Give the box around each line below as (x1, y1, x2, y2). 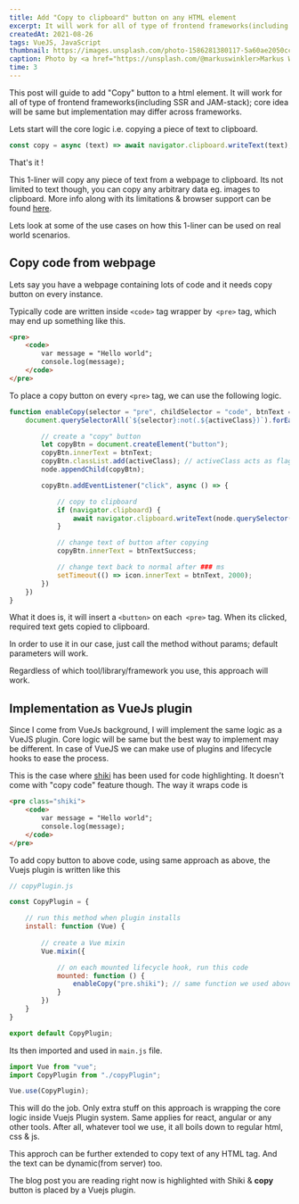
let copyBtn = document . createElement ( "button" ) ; (41, 440, 229, 449)
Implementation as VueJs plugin (9, 701, 193, 716)
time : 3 (9, 63, 38, 72)
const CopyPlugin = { (9, 898, 90, 907)
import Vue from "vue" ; (9, 1062, 98, 1071)
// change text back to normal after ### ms (56, 563, 225, 572)
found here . (9, 203, 52, 213)
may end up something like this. (9, 315, 126, 326)
